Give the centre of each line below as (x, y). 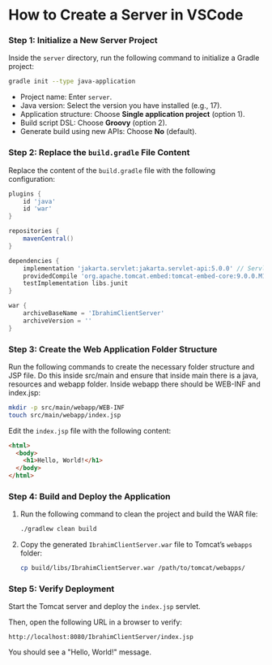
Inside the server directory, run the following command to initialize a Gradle (134, 58)
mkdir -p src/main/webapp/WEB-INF (67, 408)
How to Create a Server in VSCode (126, 15)
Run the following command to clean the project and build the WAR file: (139, 514)
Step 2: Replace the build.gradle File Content (99, 153)
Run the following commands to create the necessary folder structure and (132, 366)
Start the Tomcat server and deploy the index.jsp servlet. (104, 607)
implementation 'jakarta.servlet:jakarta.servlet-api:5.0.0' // (134, 268)
